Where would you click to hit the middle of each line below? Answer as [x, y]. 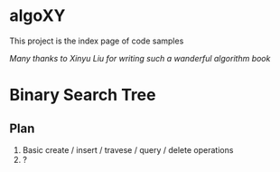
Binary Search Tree [83, 95]
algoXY [37, 16]
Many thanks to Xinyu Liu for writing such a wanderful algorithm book [140, 58]
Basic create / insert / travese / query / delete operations [128, 149]
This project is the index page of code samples [97, 41]
